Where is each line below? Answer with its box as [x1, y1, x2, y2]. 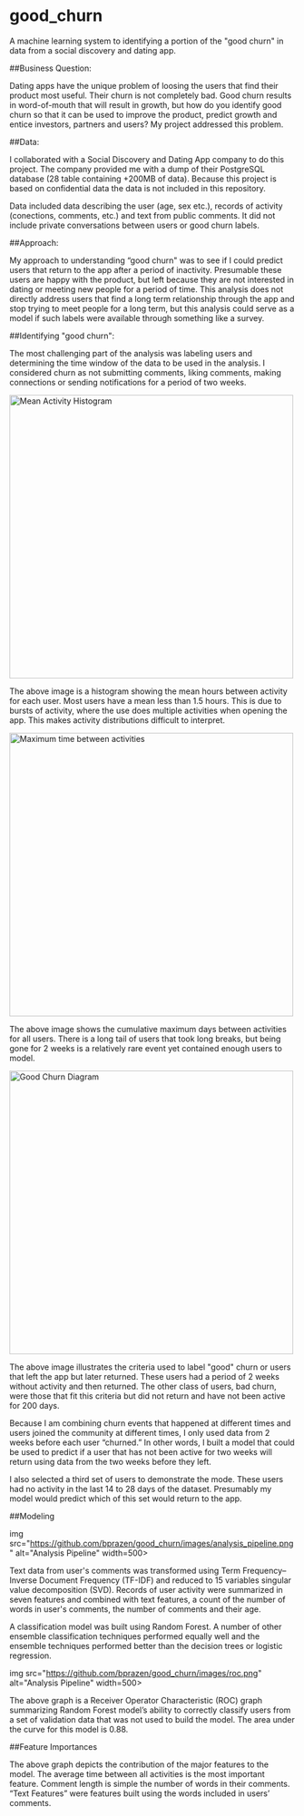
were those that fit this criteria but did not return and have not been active [9, 1390, 286, 1401]
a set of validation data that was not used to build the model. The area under [9, 1713, 295, 1724]
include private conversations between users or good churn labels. [9, 220, 260, 230]
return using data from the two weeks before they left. [9, 1456, 211, 1467]
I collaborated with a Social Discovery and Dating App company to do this [9, 153, 284, 164]
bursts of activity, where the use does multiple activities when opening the [9, 705, 288, 716]
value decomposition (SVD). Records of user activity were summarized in [9, 1584, 283, 1595]
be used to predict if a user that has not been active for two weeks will [9, 1446, 272, 1457]
